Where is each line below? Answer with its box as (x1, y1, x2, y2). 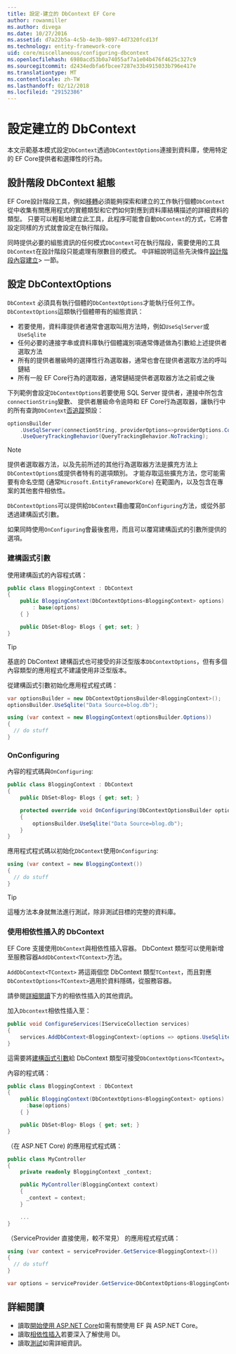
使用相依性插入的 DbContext (7, 927, 105, 937)
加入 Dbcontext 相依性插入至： (7, 1006, 91, 1015)
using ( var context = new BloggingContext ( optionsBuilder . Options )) (7, 714, 212, 721)
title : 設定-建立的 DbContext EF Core (7, 10, 116, 18)
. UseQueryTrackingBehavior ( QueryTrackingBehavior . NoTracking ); (20, 433, 209, 440)
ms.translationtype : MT (7, 69, 77, 76)
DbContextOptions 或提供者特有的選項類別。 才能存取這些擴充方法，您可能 (7, 469, 220, 478)
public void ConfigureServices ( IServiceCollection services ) (7, 1020, 190, 1028)
